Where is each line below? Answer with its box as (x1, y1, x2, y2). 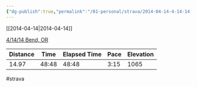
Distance (9, 50, 35, 58)
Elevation (127, 50, 154, 58)
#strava (6, 75, 25, 82)
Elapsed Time (62, 50, 102, 58)
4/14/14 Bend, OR (6, 36, 49, 43)
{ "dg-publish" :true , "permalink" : (6, 8, 88, 15)
